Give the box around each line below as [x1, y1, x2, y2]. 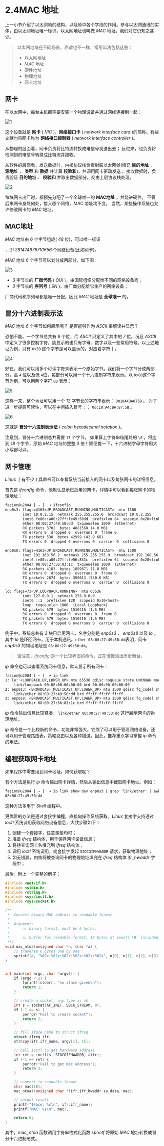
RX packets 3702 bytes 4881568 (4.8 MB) [22, 525, 108, 530]
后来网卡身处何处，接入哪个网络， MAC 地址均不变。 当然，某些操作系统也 [5, 200, 154, 206]
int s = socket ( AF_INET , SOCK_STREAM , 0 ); [14, 1003, 102, 1008]
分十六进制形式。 [5, 1136, 40, 1142]
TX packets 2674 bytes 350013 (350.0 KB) [22, 575, 110, 580]
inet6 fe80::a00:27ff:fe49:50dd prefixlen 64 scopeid [22, 516, 139, 521]
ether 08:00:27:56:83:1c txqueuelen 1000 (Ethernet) [22, 562, 137, 567]
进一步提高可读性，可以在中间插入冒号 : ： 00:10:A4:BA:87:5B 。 [5, 404, 135, 410]
